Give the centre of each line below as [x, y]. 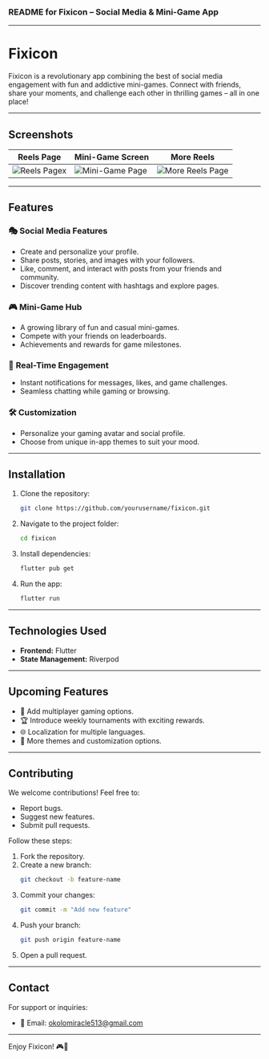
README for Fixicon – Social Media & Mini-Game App [113, 12]
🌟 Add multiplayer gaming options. [77, 711]
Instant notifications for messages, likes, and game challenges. [124, 383]
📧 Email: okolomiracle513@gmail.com [81, 1023]
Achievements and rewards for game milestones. [100, 344]
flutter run [40, 599]
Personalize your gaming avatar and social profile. [102, 433]
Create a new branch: [56, 865]
